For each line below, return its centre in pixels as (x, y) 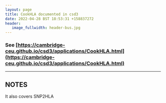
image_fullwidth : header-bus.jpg (46, 28)
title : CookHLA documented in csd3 (42, 14)
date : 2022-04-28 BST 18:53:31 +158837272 (49, 19)
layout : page (19, 10)
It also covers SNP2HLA (29, 97)
